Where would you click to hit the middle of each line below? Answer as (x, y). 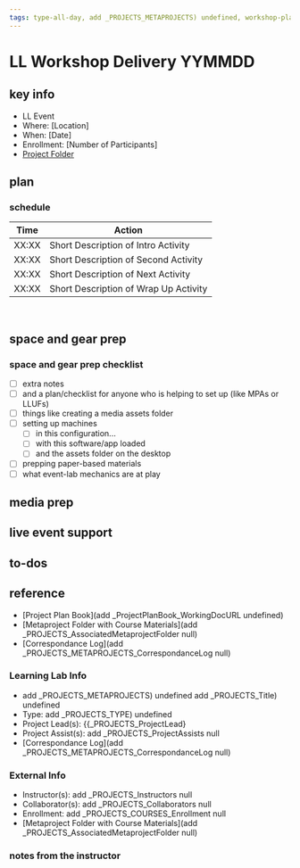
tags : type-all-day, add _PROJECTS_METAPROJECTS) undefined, (125, 17)
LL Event (38, 116)
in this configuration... (75, 434)
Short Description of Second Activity (126, 260)
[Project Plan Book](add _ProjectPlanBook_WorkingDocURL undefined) (153, 615)
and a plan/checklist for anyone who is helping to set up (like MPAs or (150, 394)
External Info (37, 775)
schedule (30, 207)
